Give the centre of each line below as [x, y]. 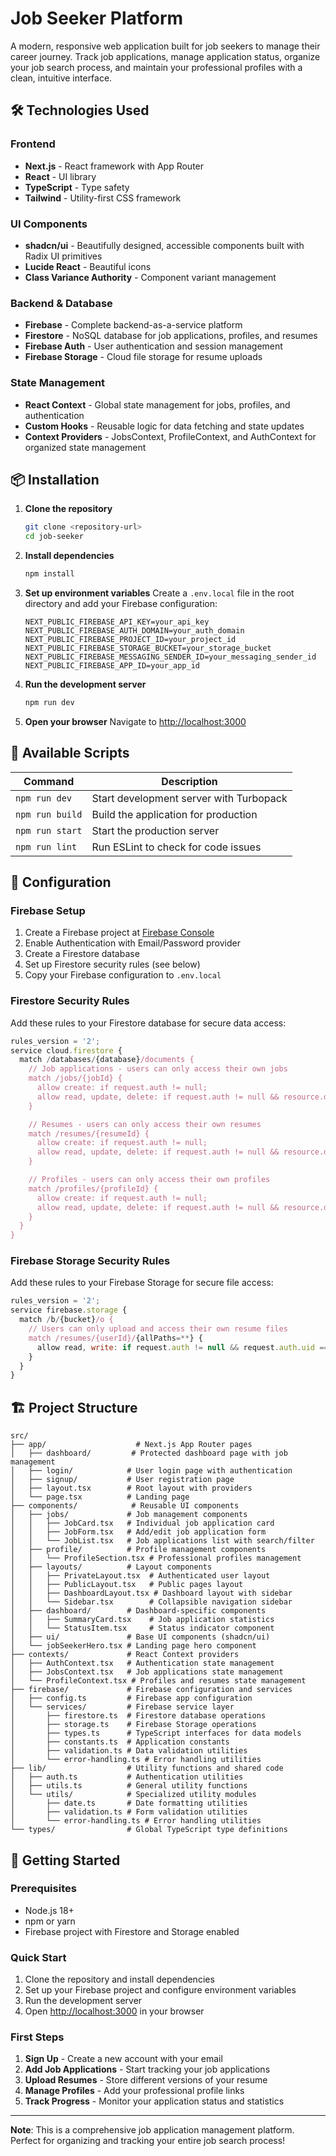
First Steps [37, 2037]
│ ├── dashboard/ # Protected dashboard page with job [149, 1453]
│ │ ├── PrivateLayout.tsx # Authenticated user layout [140, 1576]
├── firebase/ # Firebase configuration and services [151, 1690]
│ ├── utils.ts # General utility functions [129, 1786]
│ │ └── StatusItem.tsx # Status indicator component [142, 1628]
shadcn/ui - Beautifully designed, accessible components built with [164, 245]
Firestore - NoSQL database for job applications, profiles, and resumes [171, 336]
